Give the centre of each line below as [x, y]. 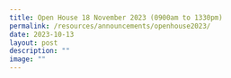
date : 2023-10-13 [42, 34]
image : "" [28, 59]
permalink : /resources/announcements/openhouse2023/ [110, 26]
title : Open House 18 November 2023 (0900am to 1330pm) [116, 17]
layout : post [34, 43]
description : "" [40, 51]
